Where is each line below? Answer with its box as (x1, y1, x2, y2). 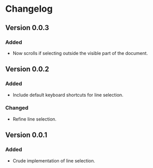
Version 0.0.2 (5, 65, 49, 74)
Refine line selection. (12, 116, 57, 122)
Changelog (5, 3, 53, 15)
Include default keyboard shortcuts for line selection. (12, 92, 124, 98)
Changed (5, 104, 29, 111)
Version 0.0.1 (5, 131, 47, 139)
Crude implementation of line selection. (12, 157, 96, 163)
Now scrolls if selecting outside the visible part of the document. (12, 50, 148, 56)
